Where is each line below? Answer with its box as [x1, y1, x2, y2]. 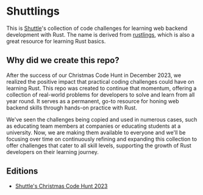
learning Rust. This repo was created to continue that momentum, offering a [6, 84, 197, 92]
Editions [6, 166, 38, 177]
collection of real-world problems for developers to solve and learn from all [6, 90, 195, 98]
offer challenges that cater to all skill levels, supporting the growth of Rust [6, 142, 192, 149]
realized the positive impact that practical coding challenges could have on [6, 78, 194, 85]
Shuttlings [6, 4, 60, 18]
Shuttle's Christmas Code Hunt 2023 [15, 182, 108, 189]
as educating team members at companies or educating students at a [6, 122, 181, 130]
